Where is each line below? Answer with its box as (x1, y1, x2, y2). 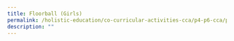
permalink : (7, 17, 39, 24)
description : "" (7, 23, 54, 30)
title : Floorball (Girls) (7, 10, 82, 17)
